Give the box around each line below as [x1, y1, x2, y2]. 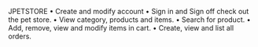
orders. [8, 31, 31, 41]
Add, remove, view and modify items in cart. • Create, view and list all [8, 23, 234, 32]
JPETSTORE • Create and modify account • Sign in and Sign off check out [8, 7, 249, 16]
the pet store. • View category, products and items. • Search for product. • [8, 15, 251, 24]
